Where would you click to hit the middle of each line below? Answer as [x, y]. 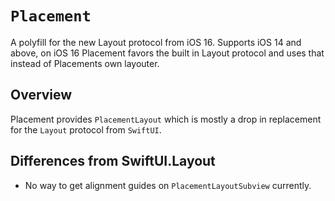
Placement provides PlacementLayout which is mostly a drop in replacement [166, 119]
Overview [41, 95]
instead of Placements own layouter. [85, 63]
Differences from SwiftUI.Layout [113, 161]
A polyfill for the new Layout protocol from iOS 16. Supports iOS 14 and [156, 42]
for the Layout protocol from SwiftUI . [86, 129]
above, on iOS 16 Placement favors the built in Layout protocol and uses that [167, 53]
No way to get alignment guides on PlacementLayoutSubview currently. [168, 185]
